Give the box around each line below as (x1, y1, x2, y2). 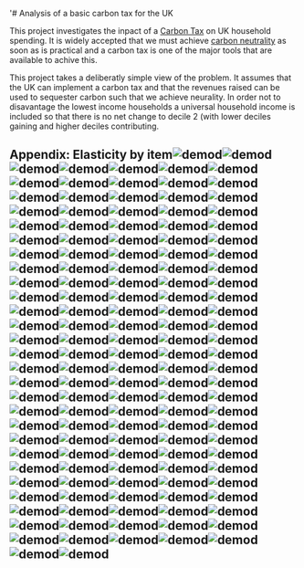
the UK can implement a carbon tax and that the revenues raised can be (9, 82, 280, 92)
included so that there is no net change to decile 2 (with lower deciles (9, 111, 271, 121)
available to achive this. (9, 55, 98, 65)
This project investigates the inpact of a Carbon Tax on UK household (9, 26, 271, 36)
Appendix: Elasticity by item (9, 147, 173, 163)
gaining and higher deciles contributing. (9, 121, 160, 131)
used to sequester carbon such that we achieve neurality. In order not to (9, 91, 281, 102)
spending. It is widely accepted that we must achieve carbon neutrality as (9, 36, 287, 46)
